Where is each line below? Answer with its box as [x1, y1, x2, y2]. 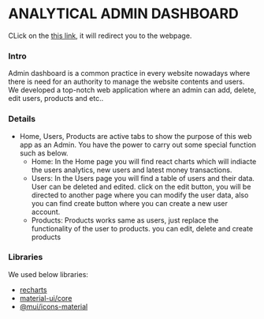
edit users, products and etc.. [8, 94, 104, 103]
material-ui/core [19, 293, 73, 302]
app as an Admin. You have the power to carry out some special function [19, 140, 257, 149]
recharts [19, 285, 47, 295]
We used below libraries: [8, 269, 89, 279]
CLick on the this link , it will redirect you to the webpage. [8, 31, 192, 40]
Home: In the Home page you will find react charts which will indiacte [31, 156, 257, 166]
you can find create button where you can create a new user [31, 198, 229, 208]
